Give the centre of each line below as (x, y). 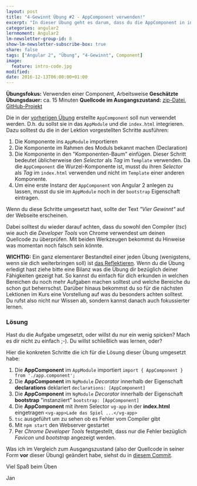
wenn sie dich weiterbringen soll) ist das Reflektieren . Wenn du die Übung (95, 263)
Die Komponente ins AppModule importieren (66, 142)
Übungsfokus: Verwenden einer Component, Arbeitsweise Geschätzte (92, 94)
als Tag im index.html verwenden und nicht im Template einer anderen (99, 173)
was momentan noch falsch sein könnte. (55, 246)
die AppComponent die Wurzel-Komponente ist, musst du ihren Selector (99, 167)
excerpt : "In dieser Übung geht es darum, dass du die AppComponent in (95, 22)
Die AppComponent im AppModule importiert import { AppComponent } (99, 370)
